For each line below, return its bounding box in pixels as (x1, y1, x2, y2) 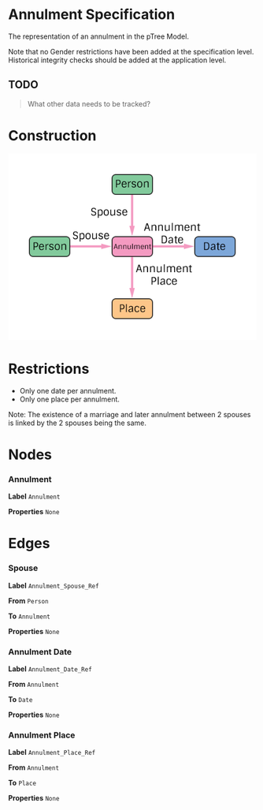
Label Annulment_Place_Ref (8, 748, 96, 757)
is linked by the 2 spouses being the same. (8, 418, 147, 427)
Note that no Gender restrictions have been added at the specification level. (8, 47, 254, 56)
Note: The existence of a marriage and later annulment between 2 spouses (8, 409, 251, 419)
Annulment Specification (8, 6, 176, 24)
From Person (8, 595, 49, 605)
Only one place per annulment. (19, 394, 120, 404)
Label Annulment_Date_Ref (8, 664, 92, 674)
